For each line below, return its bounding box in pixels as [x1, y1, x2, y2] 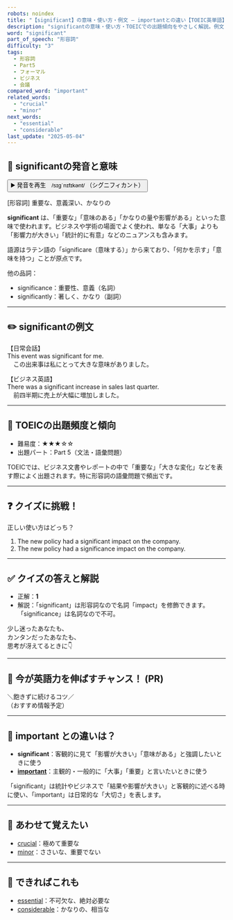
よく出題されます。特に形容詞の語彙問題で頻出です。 [25, 471, 177, 480]
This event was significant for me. [7, 351, 104, 360]
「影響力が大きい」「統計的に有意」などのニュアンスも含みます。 [7, 231, 192, 240]
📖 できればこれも [7, 876, 80, 889]
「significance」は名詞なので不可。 [17, 610, 119, 618]
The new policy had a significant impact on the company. [17, 537, 181, 545]
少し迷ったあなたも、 [7, 624, 68, 633]
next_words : [7, 113, 42, 120]
